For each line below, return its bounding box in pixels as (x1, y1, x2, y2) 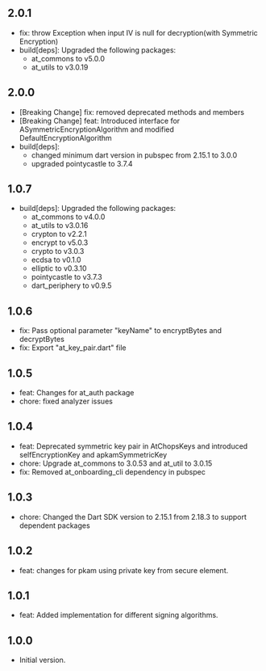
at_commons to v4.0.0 (31, 212, 106, 222)
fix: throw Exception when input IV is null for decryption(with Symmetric (19, 27, 259, 37)
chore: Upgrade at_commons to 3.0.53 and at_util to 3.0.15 (19, 458, 213, 468)
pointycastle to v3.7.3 (31, 272, 102, 282)
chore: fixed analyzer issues (19, 396, 114, 407)
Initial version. (19, 655, 66, 665)
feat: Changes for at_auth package (19, 388, 135, 398)
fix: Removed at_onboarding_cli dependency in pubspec (19, 466, 206, 476)
